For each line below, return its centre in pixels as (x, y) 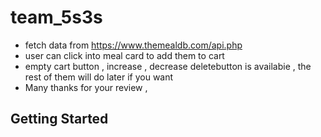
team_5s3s (56, 17)
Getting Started (59, 119)
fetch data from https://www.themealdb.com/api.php (133, 45)
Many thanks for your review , (86, 87)
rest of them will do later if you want (99, 77)
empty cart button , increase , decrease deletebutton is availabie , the (168, 66)
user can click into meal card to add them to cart (124, 55)
